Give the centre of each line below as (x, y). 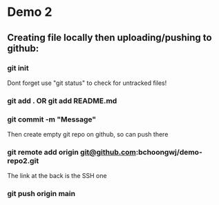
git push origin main (41, 194)
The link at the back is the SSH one (57, 176)
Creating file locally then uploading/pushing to (109, 38)
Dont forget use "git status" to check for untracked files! (87, 83)
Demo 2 (30, 12)
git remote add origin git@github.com (72, 153)
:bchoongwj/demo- (169, 153)
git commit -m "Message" (52, 119)
